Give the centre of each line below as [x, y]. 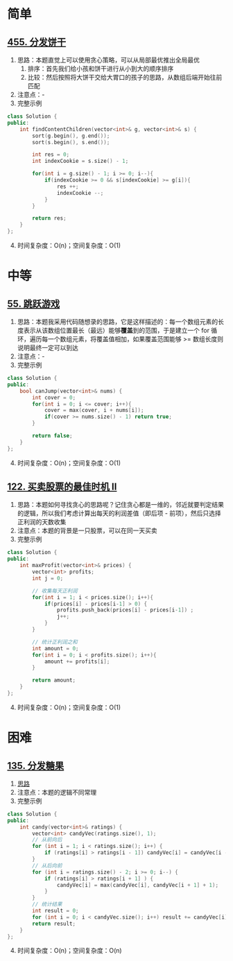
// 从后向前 [47, 865]
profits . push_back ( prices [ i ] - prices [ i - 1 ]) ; [125, 610]
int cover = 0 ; [54, 397]
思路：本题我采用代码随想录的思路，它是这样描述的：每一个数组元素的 [118, 322]
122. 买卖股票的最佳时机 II [62, 487]
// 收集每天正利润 [55, 591]
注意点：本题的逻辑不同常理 [57, 792]
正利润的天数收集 [42, 522]
